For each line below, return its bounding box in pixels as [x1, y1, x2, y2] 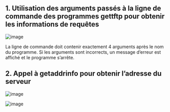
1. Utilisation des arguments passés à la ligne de [5, 4, 161, 13]
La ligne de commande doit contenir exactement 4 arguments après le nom [5, 43, 164, 50]
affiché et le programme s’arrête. [5, 54, 75, 60]
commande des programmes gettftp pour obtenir [5, 12, 165, 21]
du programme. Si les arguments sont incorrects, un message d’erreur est [5, 49, 161, 55]
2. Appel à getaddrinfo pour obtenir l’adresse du [5, 69, 162, 78]
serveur [5, 77, 31, 86]
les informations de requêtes [5, 20, 99, 29]
